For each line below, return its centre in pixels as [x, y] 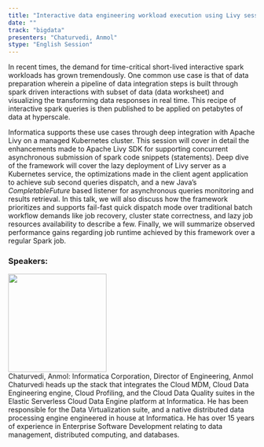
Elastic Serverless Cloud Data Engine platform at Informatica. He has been [128, 401]
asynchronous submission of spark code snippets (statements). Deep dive [128, 157]
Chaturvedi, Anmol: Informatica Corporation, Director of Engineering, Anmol [131, 376]
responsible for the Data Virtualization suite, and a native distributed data [126, 410]
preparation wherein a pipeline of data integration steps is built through [123, 84]
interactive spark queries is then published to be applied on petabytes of [126, 109]
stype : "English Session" [50, 45]
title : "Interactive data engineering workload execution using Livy [125, 15]
